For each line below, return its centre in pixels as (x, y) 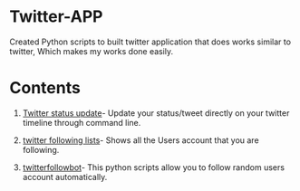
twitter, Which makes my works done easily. (92, 51)
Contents (45, 88)
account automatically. (65, 177)
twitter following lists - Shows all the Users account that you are (141, 140)
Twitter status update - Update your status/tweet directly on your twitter (156, 113)
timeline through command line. (82, 122)
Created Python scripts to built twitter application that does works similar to (150, 42)
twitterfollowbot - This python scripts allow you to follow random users (154, 167)
